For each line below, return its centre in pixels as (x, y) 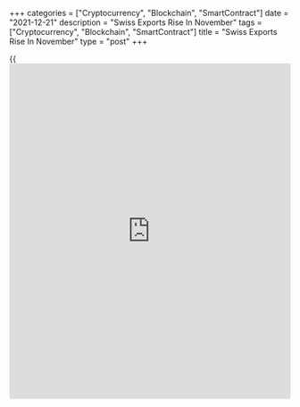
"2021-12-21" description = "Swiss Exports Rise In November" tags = (136, 22)
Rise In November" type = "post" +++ (79, 41)
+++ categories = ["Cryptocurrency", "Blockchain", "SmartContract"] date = (149, 13)
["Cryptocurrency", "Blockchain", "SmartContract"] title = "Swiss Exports (143, 32)
